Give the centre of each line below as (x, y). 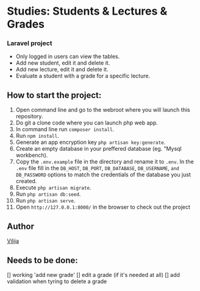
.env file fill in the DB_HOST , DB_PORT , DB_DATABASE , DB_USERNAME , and (97, 168)
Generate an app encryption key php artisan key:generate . (91, 142)
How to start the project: (54, 95)
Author (20, 226)
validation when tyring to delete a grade (57, 281)
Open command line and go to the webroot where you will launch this (103, 110)
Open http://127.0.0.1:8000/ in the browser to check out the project (103, 207)
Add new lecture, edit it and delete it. (62, 70)
